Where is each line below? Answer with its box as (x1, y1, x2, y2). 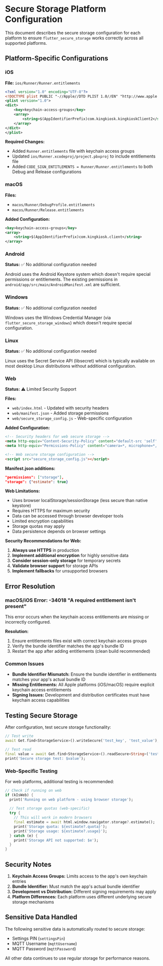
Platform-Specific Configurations (5, 54, 108, 63)
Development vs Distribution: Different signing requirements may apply (12, 889, 157, 894)
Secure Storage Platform (5, 3, 106, 15)
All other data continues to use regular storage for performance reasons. (5, 955, 150, 961)
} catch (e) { (9, 833, 38, 838)
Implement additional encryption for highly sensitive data (12, 553, 129, 558)
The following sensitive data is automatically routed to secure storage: (5, 926, 146, 932)
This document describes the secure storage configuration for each (5, 30, 141, 36)
